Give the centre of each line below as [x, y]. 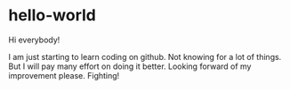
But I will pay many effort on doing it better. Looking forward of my [130, 66]
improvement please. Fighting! [64, 75]
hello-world [52, 15]
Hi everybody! [34, 40]
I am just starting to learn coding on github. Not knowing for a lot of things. [145, 56]
